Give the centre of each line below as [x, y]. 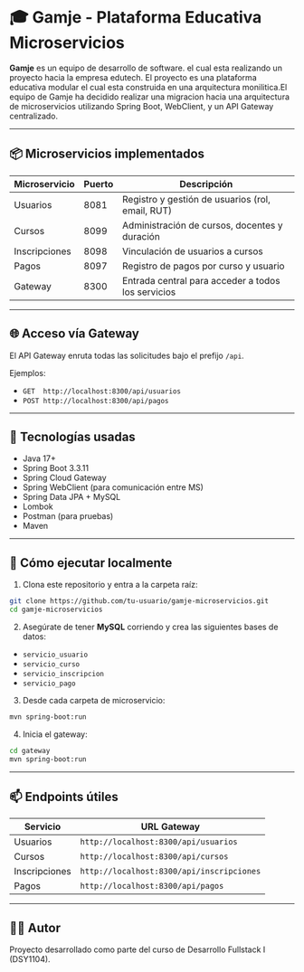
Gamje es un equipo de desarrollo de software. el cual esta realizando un [146, 68]
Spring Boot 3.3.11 [55, 468]
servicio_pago [49, 684]
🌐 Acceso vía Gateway [75, 334]
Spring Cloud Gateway [64, 478]
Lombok [38, 506]
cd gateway [30, 750]
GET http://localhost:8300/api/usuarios [101, 391]
